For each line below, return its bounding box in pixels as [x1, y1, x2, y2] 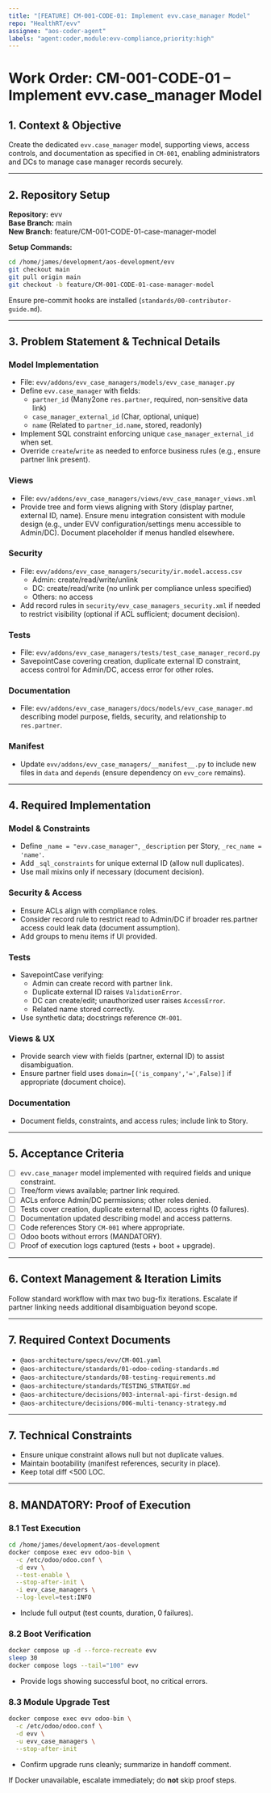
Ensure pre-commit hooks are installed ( [8, 295, 142, 305]
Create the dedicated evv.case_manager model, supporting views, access [8, 140, 250, 150]
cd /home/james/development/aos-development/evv [8, 258, 175, 267]
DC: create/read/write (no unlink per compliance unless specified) [31, 583, 252, 593]
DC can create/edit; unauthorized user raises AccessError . [31, 996, 226, 1006]
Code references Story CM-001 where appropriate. [19, 1222, 186, 1232]
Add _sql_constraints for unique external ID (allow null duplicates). [19, 859, 244, 868]
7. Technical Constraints [8, 1428, 132, 1442]
